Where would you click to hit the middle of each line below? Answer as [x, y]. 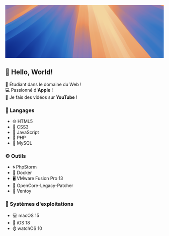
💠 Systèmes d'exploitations [39, 204]
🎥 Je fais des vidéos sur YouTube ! [41, 97]
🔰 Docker [22, 173]
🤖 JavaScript [26, 132]
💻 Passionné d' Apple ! [29, 90]
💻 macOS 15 [26, 215]
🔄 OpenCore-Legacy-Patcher [43, 186]
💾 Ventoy [22, 191]
